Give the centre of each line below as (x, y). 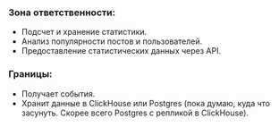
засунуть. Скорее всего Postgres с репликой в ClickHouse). (135, 113)
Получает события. (58, 93)
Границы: (30, 74)
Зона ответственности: (62, 13)
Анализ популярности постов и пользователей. (112, 41)
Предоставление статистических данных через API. (121, 51)
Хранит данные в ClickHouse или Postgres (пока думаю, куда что (145, 103)
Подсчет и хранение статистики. (84, 32)
